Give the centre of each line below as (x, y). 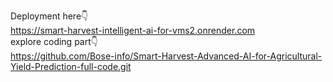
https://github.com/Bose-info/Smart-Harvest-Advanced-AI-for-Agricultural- (166, 56)
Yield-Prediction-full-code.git (71, 66)
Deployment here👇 (49, 16)
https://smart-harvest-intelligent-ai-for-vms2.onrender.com (133, 30)
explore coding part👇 (54, 41)
